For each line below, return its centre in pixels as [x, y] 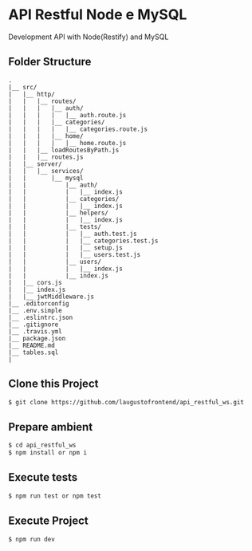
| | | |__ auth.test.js [73, 234]
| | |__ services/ [46, 171]
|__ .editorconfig [39, 303]
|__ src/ [23, 87]
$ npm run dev [32, 539]
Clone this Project [53, 384]
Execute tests [43, 477]
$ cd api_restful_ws [43, 445]
